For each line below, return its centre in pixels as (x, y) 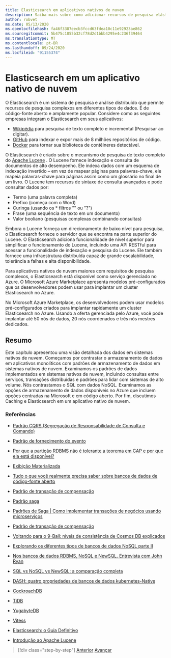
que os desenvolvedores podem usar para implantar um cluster (72, 287)
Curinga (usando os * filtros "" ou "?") (52, 208)
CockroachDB (27, 591)
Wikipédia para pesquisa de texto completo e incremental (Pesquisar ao (88, 129)
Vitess (19, 620)
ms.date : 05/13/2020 (27, 24)
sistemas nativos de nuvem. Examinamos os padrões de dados (71, 369)
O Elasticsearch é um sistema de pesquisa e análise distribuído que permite (84, 103)
